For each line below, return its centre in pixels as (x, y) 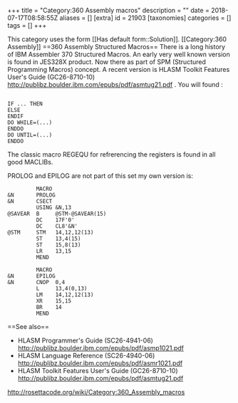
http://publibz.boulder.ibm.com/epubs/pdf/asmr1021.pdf (100, 363)
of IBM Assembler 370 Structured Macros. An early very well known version (119, 54)
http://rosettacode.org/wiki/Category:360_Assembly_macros (96, 392)
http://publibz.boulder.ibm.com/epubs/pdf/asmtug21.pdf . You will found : (115, 84)
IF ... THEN (25, 104)
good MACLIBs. (30, 162)
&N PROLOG (31, 195)
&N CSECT (30, 201)
